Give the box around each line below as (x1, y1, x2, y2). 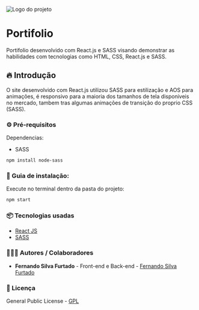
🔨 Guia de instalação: (6, 171, 69, 180)
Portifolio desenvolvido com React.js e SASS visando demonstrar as (6, 46, 175, 53)
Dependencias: (6, 134, 44, 141)
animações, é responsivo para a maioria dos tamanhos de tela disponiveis (6, 93, 189, 100)
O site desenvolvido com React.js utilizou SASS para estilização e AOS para (6, 86, 194, 93)
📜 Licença (6, 284, 36, 292)
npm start (6, 197, 31, 203)
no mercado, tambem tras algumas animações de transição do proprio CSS (6, 99, 193, 106)
